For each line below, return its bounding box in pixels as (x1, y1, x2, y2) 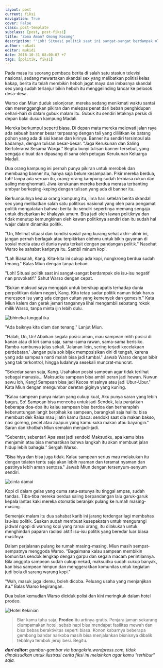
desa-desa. (5, 91, 28, 97)
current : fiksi (5, 12, 36, 17)
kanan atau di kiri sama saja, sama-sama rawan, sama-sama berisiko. (5, 339, 144, 345)
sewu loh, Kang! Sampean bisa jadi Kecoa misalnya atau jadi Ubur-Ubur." (5, 379, 151, 385)
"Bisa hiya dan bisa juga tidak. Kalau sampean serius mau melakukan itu (5, 454, 149, 460)
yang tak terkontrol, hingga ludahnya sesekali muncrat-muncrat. (5, 360, 133, 365)
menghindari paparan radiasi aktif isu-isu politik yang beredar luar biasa (5, 529, 149, 534)
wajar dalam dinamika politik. (5, 222, 63, 227)
